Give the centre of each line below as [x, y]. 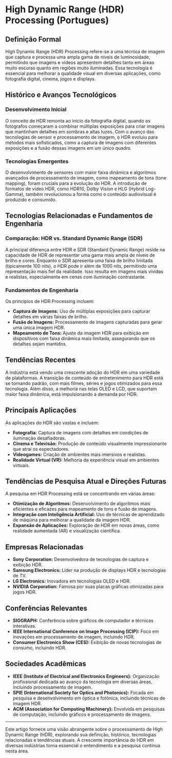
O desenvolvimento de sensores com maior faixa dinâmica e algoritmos [81, 172]
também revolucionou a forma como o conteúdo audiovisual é [91, 194]
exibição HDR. [28, 565]
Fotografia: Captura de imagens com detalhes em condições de [80, 432]
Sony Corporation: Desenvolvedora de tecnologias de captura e [81, 560]
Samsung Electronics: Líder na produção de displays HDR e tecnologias [89, 570]
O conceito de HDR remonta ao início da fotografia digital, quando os [78, 121]
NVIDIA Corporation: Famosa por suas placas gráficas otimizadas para [88, 587]
